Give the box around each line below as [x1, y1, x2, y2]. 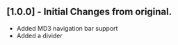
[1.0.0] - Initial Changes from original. [6, 6, 172, 18]
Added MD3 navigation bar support [16, 24, 118, 32]
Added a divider [16, 31, 63, 40]
